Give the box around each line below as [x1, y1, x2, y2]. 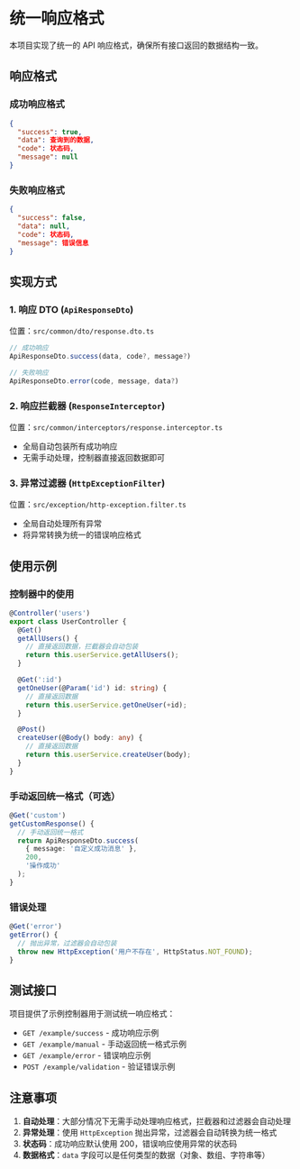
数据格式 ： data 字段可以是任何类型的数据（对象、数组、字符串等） [22, 1150, 270, 1161]
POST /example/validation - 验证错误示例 [22, 1061, 176, 1073]
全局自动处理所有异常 [22, 518, 102, 529]
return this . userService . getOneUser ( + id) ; [25, 700, 187, 709]
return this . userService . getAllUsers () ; [25, 651, 179, 660]
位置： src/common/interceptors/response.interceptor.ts [9, 421, 223, 433]
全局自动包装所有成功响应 [22, 441, 118, 452]
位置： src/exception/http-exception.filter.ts [9, 499, 187, 510]
